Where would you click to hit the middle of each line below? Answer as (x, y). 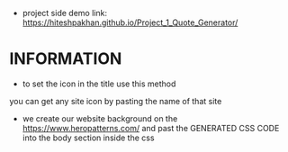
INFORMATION (66, 59)
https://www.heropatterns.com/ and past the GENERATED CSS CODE (151, 128)
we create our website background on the (100, 118)
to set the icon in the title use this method (99, 84)
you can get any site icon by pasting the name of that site (116, 101)
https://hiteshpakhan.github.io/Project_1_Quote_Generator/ (130, 22)
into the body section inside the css (88, 138)
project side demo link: (65, 13)
